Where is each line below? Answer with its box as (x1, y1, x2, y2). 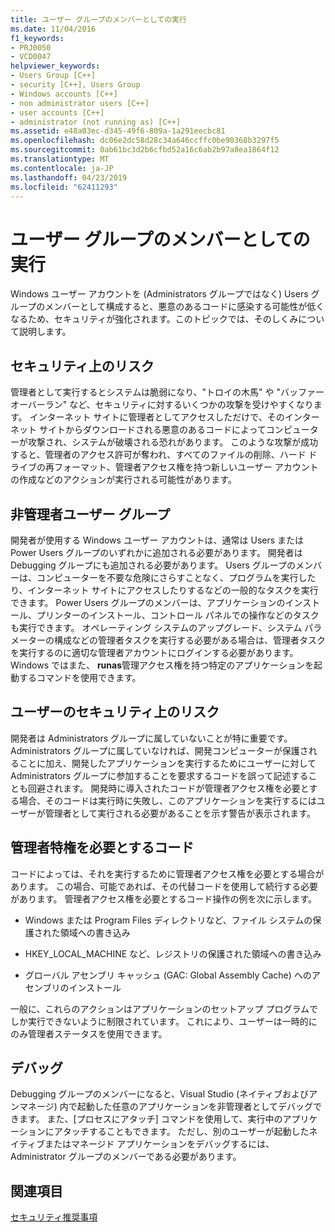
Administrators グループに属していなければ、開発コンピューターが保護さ (10, 744, 309, 756)
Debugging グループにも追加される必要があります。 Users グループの (10, 559, 296, 571)
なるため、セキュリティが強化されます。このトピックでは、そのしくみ (10, 313, 299, 325)
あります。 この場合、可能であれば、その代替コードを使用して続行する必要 (10, 880, 318, 892)
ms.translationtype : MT (10, 154, 110, 164)
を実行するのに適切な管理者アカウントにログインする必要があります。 (10, 646, 299, 658)
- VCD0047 (10, 52, 52, 62)
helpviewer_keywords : (10, 61, 101, 71)
